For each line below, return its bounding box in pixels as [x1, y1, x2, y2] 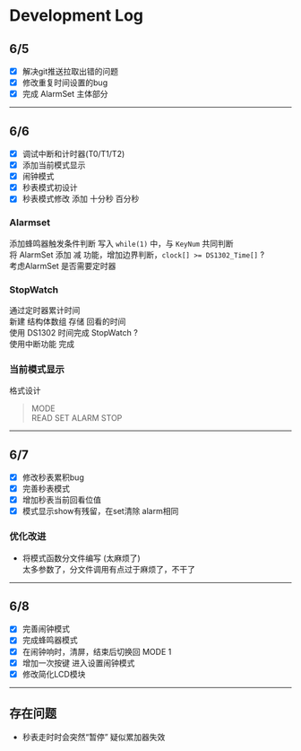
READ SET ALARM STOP [30, 413, 123, 424]
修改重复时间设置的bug [21, 77, 108, 88]
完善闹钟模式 [21, 624, 70, 634]
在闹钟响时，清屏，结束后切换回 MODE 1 [21, 646, 172, 657]
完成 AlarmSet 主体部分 [21, 89, 109, 100]
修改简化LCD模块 [21, 668, 86, 679]
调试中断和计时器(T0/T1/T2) [21, 149, 125, 159]
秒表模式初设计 [21, 182, 78, 193]
